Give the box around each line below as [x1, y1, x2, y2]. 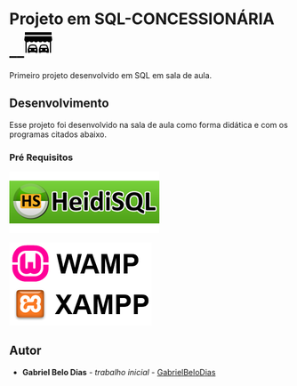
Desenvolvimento [9, 96, 109, 111]
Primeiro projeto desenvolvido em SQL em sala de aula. [9, 69, 213, 80]
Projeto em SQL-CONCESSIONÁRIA [9, 9, 275, 29]
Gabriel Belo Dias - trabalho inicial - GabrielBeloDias [21, 366, 216, 377]
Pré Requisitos [9, 151, 74, 164]
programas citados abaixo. [9, 129, 107, 140]
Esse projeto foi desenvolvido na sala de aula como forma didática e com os [9, 119, 289, 130]
